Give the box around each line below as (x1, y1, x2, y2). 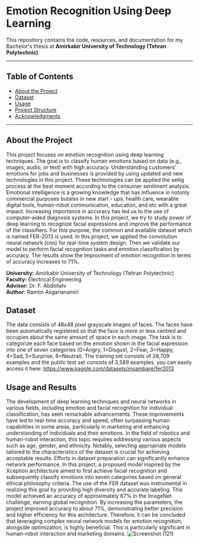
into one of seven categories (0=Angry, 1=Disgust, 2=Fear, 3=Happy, (6, 346, 174, 354)
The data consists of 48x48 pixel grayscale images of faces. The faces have (6, 321, 193, 328)
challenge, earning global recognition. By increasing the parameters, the (6, 499, 182, 506)
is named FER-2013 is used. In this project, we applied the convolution (6, 233, 178, 240)
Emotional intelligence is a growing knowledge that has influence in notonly (6, 188, 190, 196)
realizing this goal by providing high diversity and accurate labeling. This (6, 486, 183, 493)
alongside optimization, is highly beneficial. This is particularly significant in (6, 524, 191, 531)
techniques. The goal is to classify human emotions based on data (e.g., (6, 157, 182, 164)
